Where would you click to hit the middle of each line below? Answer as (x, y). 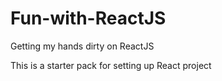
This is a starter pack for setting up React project (111, 65)
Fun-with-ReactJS (88, 18)
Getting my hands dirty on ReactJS (82, 46)
